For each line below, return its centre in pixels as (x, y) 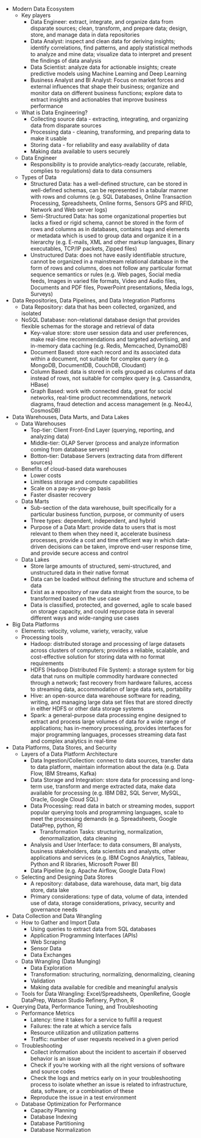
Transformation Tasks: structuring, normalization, (101, 832)
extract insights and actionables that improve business (99, 99)
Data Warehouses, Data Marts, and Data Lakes (71, 417)
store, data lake (50, 890)
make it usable (48, 138)
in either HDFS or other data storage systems (87, 709)
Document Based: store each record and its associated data (105, 352)
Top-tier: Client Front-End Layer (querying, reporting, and (102, 430)
